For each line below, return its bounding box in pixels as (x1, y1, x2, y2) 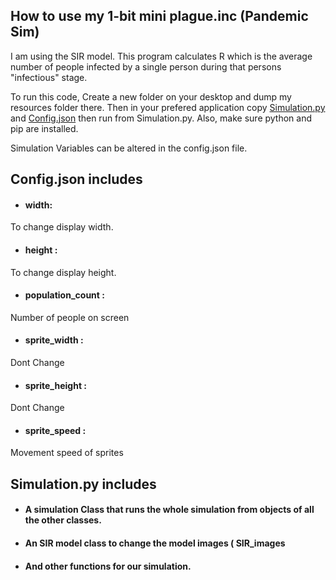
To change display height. (10, 266, 117, 278)
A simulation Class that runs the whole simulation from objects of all (24, 504, 315, 516)
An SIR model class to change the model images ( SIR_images (24, 537, 286, 549)
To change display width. (10, 221, 114, 233)
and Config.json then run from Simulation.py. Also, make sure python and (10, 112, 313, 124)
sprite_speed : (24, 424, 87, 436)
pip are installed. (10, 122, 79, 134)
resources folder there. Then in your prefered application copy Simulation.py (10, 101, 326, 113)
